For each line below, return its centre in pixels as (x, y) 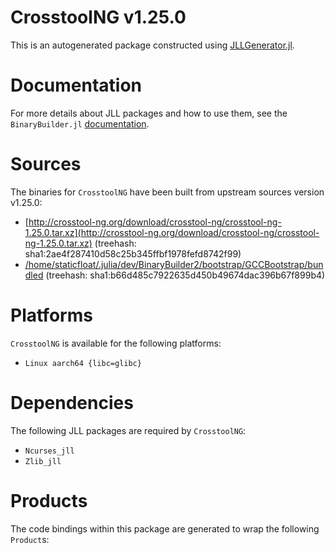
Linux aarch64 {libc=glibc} (83, 363)
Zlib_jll (43, 461)
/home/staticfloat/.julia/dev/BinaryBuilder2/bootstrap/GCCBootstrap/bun (174, 264)
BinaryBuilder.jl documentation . (80, 123)
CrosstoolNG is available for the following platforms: (116, 343)
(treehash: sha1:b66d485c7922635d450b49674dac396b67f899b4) (185, 275)
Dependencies (72, 402)
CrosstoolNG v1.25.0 (98, 17)
